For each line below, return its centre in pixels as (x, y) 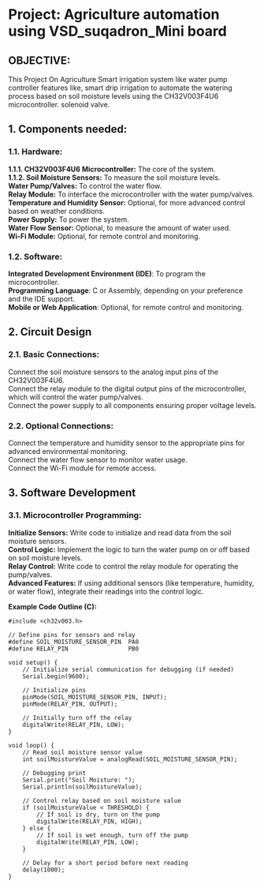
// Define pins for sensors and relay (72, 635)
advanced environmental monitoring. (68, 451)
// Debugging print (54, 773)
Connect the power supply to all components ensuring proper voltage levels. (132, 405)
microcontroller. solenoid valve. (59, 105)
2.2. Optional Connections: (61, 425)
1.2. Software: (35, 257)
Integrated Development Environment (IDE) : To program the (107, 273)
